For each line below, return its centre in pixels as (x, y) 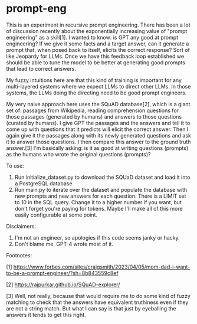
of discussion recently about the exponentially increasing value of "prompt (97, 31)
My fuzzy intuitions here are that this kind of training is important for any (94, 80)
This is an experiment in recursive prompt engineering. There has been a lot (98, 25)
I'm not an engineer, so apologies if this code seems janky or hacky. (97, 237)
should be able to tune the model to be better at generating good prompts (96, 62)
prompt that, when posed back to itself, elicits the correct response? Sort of (98, 50)
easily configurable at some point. (56, 215)
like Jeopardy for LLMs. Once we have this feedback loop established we (95, 56)
